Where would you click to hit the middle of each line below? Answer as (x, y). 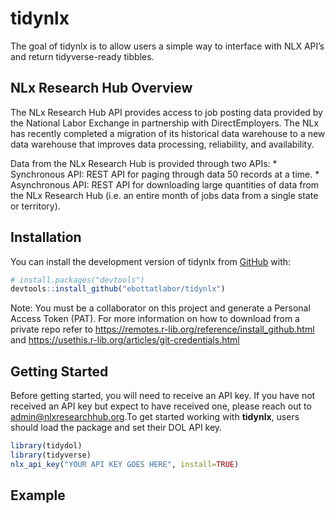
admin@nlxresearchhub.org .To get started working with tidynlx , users (155, 417)
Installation (46, 237)
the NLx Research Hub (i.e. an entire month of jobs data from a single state (164, 195)
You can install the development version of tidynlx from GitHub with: (151, 261)
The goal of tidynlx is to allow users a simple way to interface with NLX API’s (167, 46)
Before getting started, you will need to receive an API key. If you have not (163, 396)
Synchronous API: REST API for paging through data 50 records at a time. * (165, 174)
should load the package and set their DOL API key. (116, 428)
